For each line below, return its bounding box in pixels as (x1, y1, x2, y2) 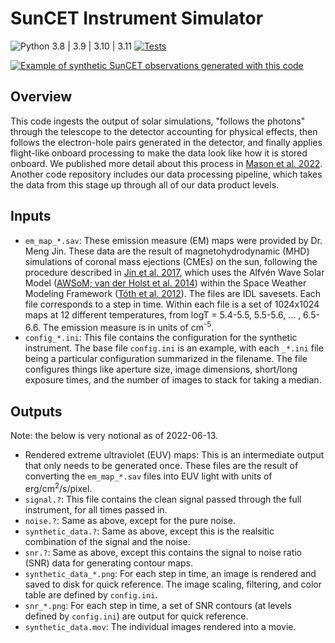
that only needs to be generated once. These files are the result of (24, 460, 299, 472)
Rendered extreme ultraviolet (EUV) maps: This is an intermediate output (24, 449, 325, 461)
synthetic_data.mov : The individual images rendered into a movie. (24, 620, 297, 632)
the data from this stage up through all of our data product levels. (10, 178, 280, 191)
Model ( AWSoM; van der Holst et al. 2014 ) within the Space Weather (24, 277, 307, 289)
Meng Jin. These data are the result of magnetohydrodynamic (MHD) (24, 245, 310, 257)
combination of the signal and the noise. (24, 535, 191, 547)
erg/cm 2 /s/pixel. (24, 481, 93, 494)
